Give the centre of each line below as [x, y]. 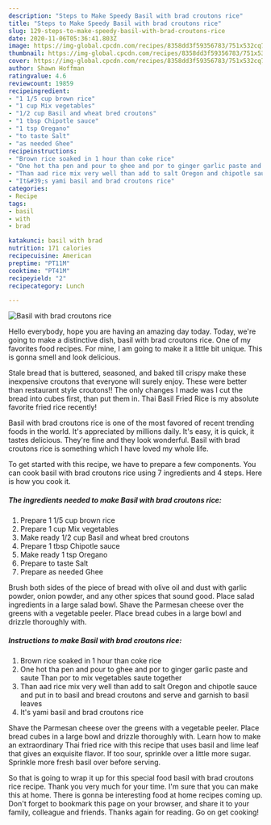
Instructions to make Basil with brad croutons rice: [95, 640]
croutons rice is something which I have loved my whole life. [108, 448]
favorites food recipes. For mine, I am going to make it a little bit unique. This [135, 349]
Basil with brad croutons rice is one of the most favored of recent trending [131, 423]
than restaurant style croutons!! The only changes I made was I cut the [126, 390]
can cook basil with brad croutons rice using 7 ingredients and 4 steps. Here [135, 473]
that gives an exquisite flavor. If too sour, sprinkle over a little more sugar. [130, 754]
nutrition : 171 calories [50, 248]
